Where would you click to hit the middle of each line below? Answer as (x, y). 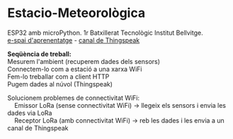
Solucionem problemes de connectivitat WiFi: (74, 98)
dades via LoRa (30, 113)
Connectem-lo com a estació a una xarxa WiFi (75, 69)
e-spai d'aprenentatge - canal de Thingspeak (74, 40)
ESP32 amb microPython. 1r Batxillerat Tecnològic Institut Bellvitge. (105, 33)
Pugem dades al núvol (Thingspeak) (60, 84)
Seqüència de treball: (40, 54)
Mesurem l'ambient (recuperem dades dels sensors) (84, 61)
